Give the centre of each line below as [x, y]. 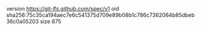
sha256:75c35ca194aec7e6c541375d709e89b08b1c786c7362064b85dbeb [101, 15]
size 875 [51, 21]
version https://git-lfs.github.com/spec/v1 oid [63, 9]
